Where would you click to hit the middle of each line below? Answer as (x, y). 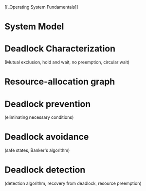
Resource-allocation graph (60, 82)
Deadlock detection (45, 170)
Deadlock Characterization (60, 49)
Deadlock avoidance (47, 137)
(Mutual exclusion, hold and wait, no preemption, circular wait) (67, 62)
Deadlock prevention (48, 104)
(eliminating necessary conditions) (39, 117)
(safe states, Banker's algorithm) (37, 150)
